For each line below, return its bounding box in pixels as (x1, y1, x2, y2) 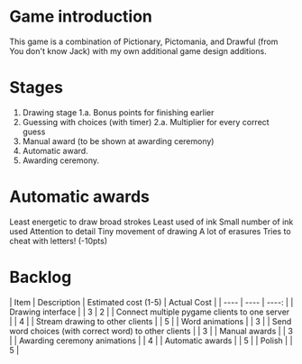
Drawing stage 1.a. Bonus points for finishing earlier (22, 106, 215, 118)
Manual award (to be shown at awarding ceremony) (22, 135, 215, 146)
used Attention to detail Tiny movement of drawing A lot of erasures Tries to (9, 225, 291, 236)
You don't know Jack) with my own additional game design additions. (9, 45, 268, 56)
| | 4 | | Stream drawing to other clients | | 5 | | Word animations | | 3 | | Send (9, 315, 292, 326)
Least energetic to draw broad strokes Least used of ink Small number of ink (9, 216, 294, 227)
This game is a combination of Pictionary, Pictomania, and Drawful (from (9, 36, 279, 47)
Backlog (9, 268, 72, 287)
